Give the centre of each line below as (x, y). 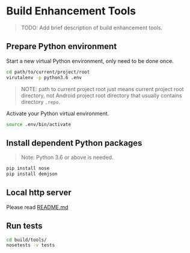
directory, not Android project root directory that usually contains (101, 95)
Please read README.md (37, 207)
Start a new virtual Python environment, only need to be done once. (90, 61)
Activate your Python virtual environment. (58, 113)
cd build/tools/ (26, 240)
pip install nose (28, 168)
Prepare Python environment (62, 46)
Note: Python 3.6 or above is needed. (67, 158)
